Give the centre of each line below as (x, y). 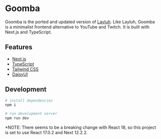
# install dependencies (29, 100)
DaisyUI (20, 74)
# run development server (31, 114)
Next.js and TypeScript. (29, 32)
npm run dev (17, 118)
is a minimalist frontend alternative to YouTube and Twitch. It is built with (77, 27)
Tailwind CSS (25, 69)
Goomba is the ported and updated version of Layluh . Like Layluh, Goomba (80, 22)
